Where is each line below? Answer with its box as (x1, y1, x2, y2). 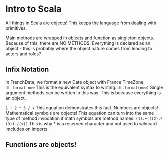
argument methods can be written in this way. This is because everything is (5, 89, 161, 96)
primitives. (5, 25, 27, 31)
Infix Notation (5, 65, 49, 74)
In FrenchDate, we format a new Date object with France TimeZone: (5, 79, 145, 85)
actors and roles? (5, 51, 41, 57)
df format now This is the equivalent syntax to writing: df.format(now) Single (5, 84, 163, 90)
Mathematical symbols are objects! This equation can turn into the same (5, 110, 154, 116)
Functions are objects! (5, 140, 77, 149)
